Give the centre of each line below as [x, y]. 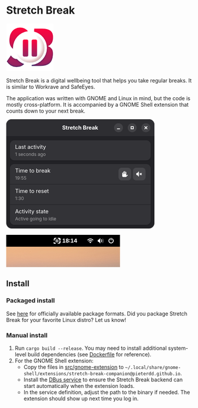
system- [178, 348]
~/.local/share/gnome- [153, 367]
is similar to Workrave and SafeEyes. [51, 87]
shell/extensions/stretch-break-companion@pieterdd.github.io [102, 374]
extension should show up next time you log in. [81, 399]
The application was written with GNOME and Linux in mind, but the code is [98, 98]
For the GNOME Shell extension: [54, 361]
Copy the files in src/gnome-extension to [74, 367]
